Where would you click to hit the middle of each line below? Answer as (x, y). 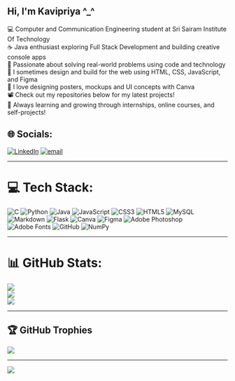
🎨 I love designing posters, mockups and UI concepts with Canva (101, 86)
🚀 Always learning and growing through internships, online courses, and (111, 105)
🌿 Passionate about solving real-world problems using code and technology (116, 64)
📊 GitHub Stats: (55, 263)
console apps (27, 57)
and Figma (23, 79)
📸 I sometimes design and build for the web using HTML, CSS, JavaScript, (114, 72)
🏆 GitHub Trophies (50, 330)
